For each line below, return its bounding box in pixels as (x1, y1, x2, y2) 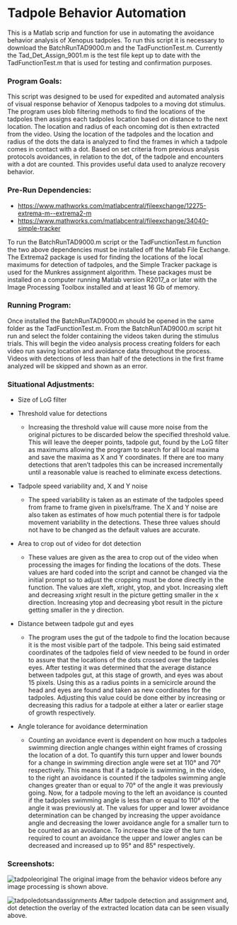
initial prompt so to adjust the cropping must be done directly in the (28, 576, 224, 584)
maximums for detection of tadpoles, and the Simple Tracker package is (7, 260, 218, 268)
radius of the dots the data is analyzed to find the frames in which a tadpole (7, 137, 228, 146)
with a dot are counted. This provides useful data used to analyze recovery (7, 160, 226, 169)
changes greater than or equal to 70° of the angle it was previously (28, 781, 224, 790)
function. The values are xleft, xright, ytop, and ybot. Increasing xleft (28, 583, 229, 592)
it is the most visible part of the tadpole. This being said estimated (28, 641, 221, 649)
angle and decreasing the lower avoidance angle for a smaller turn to (28, 819, 229, 827)
